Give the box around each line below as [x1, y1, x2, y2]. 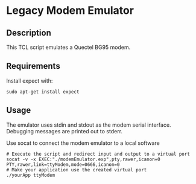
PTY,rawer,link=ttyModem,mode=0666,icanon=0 [6, 161, 120, 168]
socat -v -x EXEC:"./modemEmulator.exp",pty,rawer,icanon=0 [6, 156, 161, 162]
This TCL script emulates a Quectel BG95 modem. [6, 43, 131, 51]
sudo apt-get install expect [6, 89, 80, 95]
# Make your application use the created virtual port [6, 167, 147, 173]
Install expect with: [6, 77, 53, 84]
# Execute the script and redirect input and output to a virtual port [6, 151, 190, 157]
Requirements [6, 61, 60, 71]
